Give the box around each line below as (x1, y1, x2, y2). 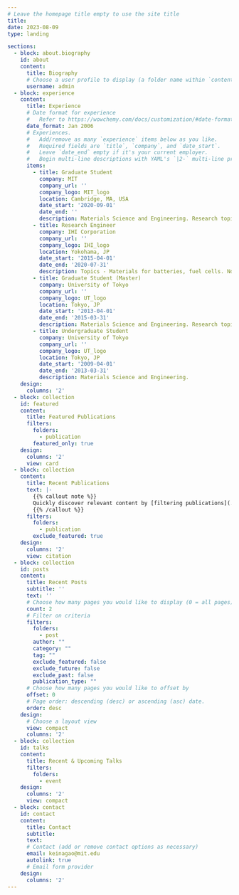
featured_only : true (33, 440, 94, 447)
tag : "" (33, 652, 55, 659)
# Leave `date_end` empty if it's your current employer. (26, 149, 208, 157)
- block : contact (14, 804, 65, 811)
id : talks (20, 744, 50, 751)
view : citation (26, 552, 72, 559)
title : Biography (26, 69, 78, 77)
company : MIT (38, 175, 78, 182)
